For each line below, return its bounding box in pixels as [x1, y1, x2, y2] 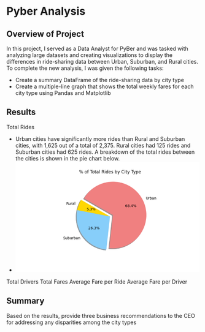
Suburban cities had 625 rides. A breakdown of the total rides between [15, 148, 195, 156]
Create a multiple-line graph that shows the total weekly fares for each [15, 83, 194, 90]
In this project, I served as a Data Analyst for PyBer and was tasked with [6, 45, 188, 52]
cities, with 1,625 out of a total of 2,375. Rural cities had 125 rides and [15, 141, 191, 149]
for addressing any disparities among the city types [6, 319, 137, 326]
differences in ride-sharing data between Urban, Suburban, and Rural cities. [6, 58, 198, 65]
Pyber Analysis [6, 4, 86, 18]
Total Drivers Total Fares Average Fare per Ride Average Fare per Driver [6, 277, 188, 285]
